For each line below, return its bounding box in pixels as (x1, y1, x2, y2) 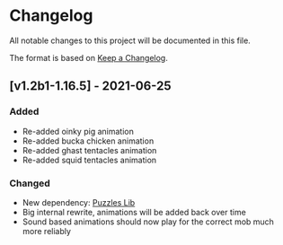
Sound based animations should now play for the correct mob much (22, 216, 274, 227)
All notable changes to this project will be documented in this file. (9, 35, 252, 46)
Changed (9, 177, 51, 189)
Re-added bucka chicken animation (22, 136, 155, 146)
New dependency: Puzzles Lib (22, 197, 136, 207)
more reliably (22, 225, 72, 236)
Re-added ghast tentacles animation (22, 144, 157, 155)
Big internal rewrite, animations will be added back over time (22, 206, 247, 217)
